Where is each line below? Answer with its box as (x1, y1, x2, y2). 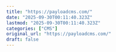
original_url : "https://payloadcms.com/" (6, 31, 112, 37)
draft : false (6, 36, 39, 42)
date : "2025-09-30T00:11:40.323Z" (6, 14, 93, 20)
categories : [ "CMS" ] (6, 25, 58, 32)
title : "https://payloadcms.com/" (6, 8, 93, 15)
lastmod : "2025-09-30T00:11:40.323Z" (6, 20, 101, 26)
